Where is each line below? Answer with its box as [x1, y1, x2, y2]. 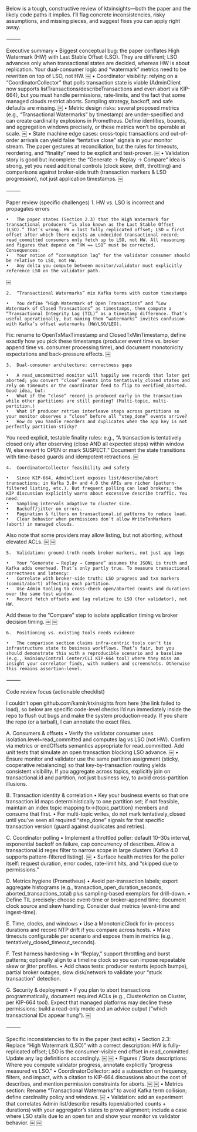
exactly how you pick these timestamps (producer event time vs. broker [6, 337, 179, 344]
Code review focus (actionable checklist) [6, 688, 106, 695]
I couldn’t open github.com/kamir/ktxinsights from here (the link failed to [6, 700, 181, 707]
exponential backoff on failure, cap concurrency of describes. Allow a [6, 840, 175, 847]
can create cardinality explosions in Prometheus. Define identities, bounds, [6, 117, 187, 124]
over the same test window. [6, 591, 75, 597]
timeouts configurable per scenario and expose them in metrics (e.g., [6, 932, 174, 940]
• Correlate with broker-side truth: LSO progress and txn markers [6, 576, 180, 582]
